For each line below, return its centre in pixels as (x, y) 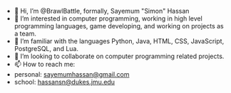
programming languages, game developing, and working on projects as (119, 26)
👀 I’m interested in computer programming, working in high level (108, 18)
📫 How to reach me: (45, 64)
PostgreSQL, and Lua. (46, 49)
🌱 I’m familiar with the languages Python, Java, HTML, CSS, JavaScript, (119, 41)
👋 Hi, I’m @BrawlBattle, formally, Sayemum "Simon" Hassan (102, 11)
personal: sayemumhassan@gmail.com (72, 74)
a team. (25, 33)
